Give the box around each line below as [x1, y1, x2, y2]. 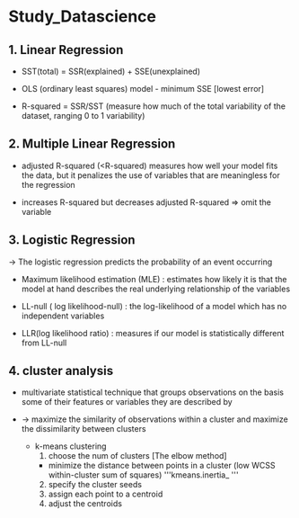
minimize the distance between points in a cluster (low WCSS [48, 460, 276, 471]
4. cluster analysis [8, 363, 114, 379]
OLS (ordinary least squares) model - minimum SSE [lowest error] [21, 84, 265, 94]
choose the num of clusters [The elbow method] [48, 451, 227, 461]
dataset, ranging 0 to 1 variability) [21, 111, 145, 121]
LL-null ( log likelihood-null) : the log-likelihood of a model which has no [21, 300, 287, 311]
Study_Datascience [8, 6, 157, 27]
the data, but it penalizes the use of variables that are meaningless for [21, 169, 280, 181]
